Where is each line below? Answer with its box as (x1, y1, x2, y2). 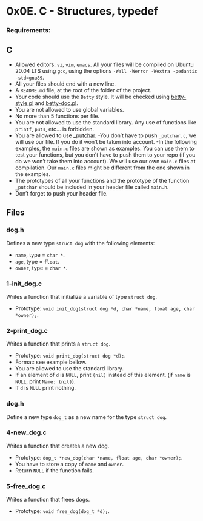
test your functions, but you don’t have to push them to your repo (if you (15, 151, 196, 158)
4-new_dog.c (6, 428, 47, 437)
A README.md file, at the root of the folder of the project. (15, 86, 152, 94)
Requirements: (6, 26, 51, 35)
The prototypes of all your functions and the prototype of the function (15, 177, 190, 184)
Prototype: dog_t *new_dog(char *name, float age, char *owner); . (15, 454, 183, 461)
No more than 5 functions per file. (15, 112, 100, 120)
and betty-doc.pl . (35, 99, 79, 107)
